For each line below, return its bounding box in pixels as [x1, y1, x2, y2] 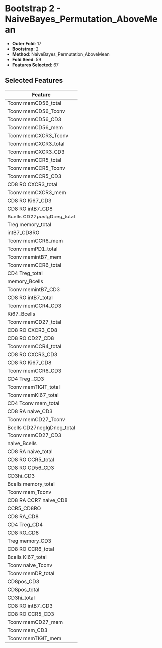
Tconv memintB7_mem [7, 253, 62, 260]
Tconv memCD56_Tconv [7, 108, 66, 115]
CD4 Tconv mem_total [7, 400, 60, 407]
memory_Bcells [7, 278, 43, 285]
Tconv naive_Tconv [7, 562, 53, 569]
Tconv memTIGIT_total [7, 383, 60, 390]
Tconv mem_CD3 [7, 627, 48, 634]
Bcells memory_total [7, 480, 55, 487]
